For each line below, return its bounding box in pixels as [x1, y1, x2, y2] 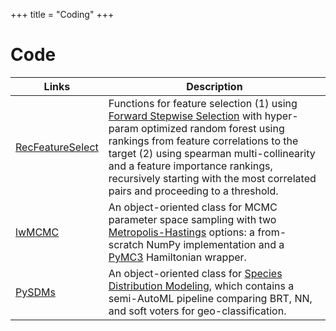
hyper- [264, 109, 299, 123]
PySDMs [15, 285, 56, 299]
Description [186, 79, 243, 93]
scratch [108, 237, 145, 251]
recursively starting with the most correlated [108, 171, 317, 185]
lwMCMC [15, 225, 60, 239]
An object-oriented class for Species [108, 266, 283, 280]
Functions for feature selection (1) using [108, 96, 298, 110]
